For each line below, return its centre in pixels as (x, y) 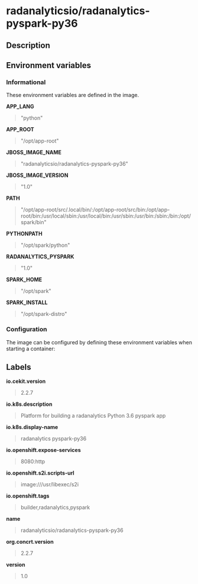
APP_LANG (20, 107)
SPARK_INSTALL (27, 302)
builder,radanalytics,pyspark (55, 508)
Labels (19, 367)
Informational (26, 82)
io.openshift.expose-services (43, 450)
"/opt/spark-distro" (44, 314)
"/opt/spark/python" (45, 245)
